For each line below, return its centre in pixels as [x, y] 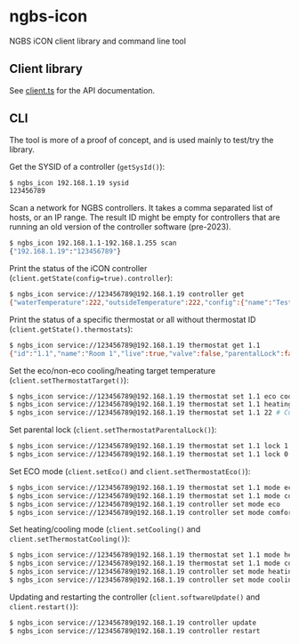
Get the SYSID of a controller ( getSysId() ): [87, 166]
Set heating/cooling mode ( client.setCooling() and [105, 529]
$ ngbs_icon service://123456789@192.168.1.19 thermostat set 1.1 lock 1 [149, 447]
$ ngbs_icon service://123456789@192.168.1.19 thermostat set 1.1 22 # [145, 413]
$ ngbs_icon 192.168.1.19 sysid [69, 183]
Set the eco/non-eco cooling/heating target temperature [113, 370]
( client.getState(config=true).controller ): [91, 278]
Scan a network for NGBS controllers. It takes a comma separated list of [141, 208]
